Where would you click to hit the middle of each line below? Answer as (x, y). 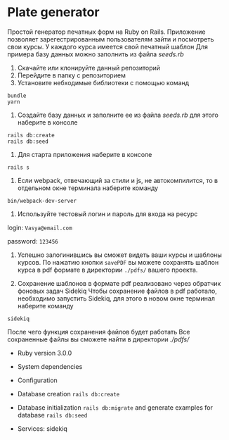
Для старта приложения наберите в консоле (85, 154)
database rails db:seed (52, 415)
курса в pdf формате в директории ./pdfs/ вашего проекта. (107, 270)
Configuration (37, 380)
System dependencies (50, 366)
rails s (19, 167)
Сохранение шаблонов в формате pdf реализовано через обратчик (119, 283)
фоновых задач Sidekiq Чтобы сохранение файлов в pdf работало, (117, 291)
